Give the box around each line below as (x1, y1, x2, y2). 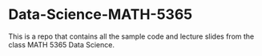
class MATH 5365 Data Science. (8, 39, 115, 49)
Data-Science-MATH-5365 (8, 6, 193, 24)
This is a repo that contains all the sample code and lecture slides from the (8, 32, 255, 41)
